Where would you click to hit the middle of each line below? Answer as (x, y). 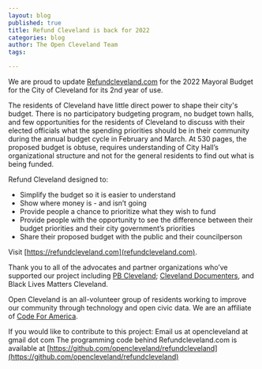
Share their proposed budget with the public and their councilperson (131, 237)
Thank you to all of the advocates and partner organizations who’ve (118, 267)
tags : (17, 52)
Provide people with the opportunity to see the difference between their (136, 220)
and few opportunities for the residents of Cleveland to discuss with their (127, 122)
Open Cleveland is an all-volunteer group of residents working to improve (127, 299)
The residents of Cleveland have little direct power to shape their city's (123, 105)
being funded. (31, 164)
